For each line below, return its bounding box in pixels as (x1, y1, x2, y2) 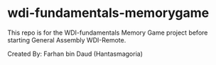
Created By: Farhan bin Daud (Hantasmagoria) (7, 49, 144, 58)
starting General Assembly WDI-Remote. (7, 35, 126, 44)
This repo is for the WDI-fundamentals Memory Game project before (7, 28, 208, 37)
